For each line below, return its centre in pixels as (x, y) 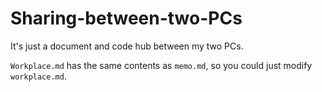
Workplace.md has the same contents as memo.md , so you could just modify (161, 65)
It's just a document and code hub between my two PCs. (127, 46)
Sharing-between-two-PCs (126, 18)
